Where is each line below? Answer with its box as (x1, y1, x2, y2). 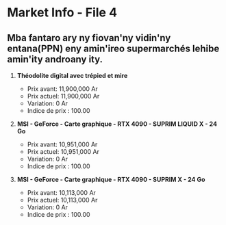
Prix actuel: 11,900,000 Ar (27, 92, 100, 100)
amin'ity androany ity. (7, 53, 103, 65)
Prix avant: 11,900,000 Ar (27, 85, 98, 93)
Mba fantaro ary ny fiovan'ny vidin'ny (7, 32, 171, 44)
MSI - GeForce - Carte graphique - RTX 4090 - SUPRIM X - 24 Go (16, 176, 205, 183)
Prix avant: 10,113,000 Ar (27, 189, 96, 196)
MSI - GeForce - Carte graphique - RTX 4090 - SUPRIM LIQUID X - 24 (16, 120, 218, 128)
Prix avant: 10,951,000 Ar (27, 140, 98, 148)
